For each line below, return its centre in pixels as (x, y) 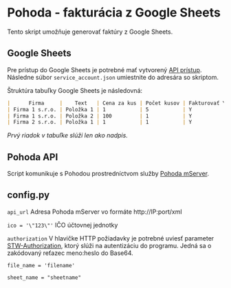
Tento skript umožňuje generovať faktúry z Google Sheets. (90, 32)
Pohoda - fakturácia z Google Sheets (114, 13)
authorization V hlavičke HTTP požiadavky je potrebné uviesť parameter (111, 238)
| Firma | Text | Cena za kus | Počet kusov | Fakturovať (113, 103)
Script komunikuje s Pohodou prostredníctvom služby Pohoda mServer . (108, 174)
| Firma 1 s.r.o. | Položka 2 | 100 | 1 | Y (100, 116)
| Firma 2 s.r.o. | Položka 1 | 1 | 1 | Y (100, 122)
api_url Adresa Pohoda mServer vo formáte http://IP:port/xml (95, 212)
